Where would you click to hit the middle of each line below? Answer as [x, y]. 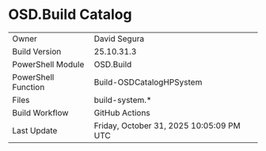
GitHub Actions [122, 112]
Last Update [35, 130]
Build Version [37, 51]
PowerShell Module [48, 64]
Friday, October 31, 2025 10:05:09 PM [167, 126]
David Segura [119, 39]
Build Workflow [40, 112]
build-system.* [123, 100]
